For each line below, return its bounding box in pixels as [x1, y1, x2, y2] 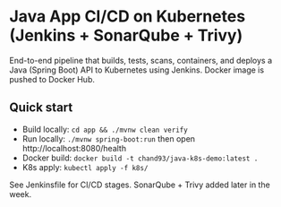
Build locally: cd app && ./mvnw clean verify [21, 124, 188, 134]
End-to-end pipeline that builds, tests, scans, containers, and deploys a [9, 55, 273, 65]
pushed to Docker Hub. [9, 73, 96, 84]
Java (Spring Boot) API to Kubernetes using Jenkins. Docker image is [9, 65, 265, 75]
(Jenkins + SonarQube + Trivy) [9, 25, 243, 46]
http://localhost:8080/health [21, 142, 127, 153]
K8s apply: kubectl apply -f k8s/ [21, 161, 149, 172]
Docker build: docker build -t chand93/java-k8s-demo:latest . [21, 152, 259, 163]
